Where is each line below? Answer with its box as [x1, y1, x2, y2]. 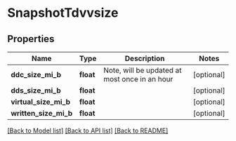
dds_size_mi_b [11, 86, 61, 95]
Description [124, 54, 165, 63]
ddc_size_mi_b [11, 70, 62, 79]
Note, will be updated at [103, 65, 182, 75]
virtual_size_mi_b [11, 97, 71, 107]
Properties [7, 33, 55, 45]
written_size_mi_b [11, 109, 73, 118]
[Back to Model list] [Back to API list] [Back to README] [7, 126, 169, 135]
